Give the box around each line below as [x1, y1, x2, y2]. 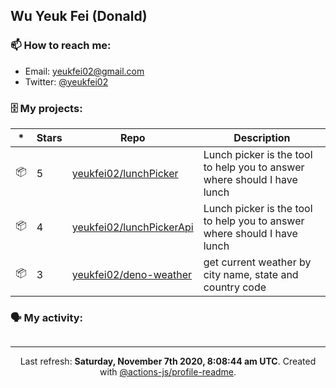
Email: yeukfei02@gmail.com [24, 65, 145, 77]
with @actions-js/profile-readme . [99, 366, 237, 378]
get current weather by [203, 255, 312, 269]
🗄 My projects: [10, 101, 83, 115]
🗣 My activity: [10, 310, 84, 324]
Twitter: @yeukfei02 [24, 75, 109, 88]
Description [233, 130, 291, 144]
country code [203, 280, 267, 294]
